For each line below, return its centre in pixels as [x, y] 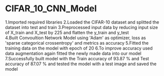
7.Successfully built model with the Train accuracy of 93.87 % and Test [77, 58]
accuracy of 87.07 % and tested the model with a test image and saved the [81, 64]
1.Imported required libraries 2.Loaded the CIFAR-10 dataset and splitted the [82, 22]
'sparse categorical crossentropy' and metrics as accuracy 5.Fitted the [77, 43]
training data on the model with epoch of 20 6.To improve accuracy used [79, 48]
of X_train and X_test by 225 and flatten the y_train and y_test [67, 32]
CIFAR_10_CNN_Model [51, 9]
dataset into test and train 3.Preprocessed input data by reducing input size [82, 27]
